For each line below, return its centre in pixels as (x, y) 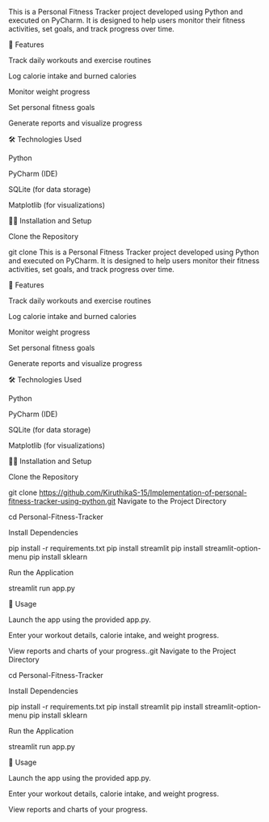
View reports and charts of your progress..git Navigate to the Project (122, 651)
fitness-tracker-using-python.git (62, 501)
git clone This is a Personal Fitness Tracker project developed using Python (134, 252)
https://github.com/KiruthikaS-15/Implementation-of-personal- (143, 492)
